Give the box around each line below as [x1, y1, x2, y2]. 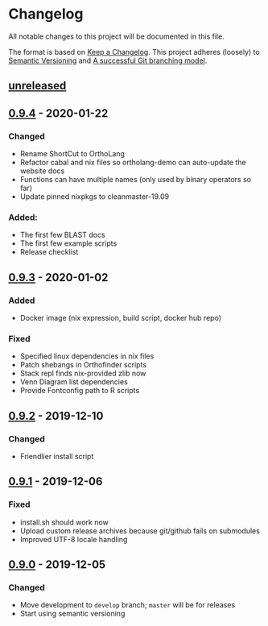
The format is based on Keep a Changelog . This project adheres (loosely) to [8, 47, 260, 56]
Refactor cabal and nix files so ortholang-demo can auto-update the [19, 158, 247, 168]
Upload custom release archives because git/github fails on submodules [19, 525, 260, 536]
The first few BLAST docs [19, 230, 106, 240]
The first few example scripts [19, 238, 118, 248]
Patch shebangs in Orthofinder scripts [19, 360, 147, 370]
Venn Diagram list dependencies [19, 377, 129, 387]
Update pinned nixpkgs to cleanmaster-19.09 [19, 192, 170, 201]
